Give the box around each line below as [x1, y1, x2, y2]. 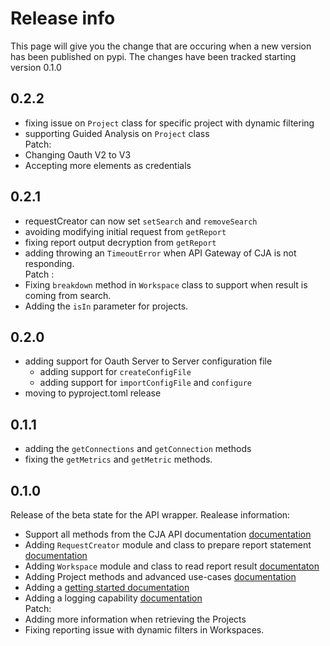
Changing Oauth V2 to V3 [24, 148, 132, 161]
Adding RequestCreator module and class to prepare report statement [24, 539, 312, 551]
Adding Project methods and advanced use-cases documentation [24, 571, 297, 582]
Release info [10, 7, 116, 30]
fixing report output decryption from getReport [24, 236, 217, 248]
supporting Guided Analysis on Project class [24, 127, 210, 139]
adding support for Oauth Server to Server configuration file [24, 355, 273, 367]
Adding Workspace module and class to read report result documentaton [24, 560, 320, 572]
